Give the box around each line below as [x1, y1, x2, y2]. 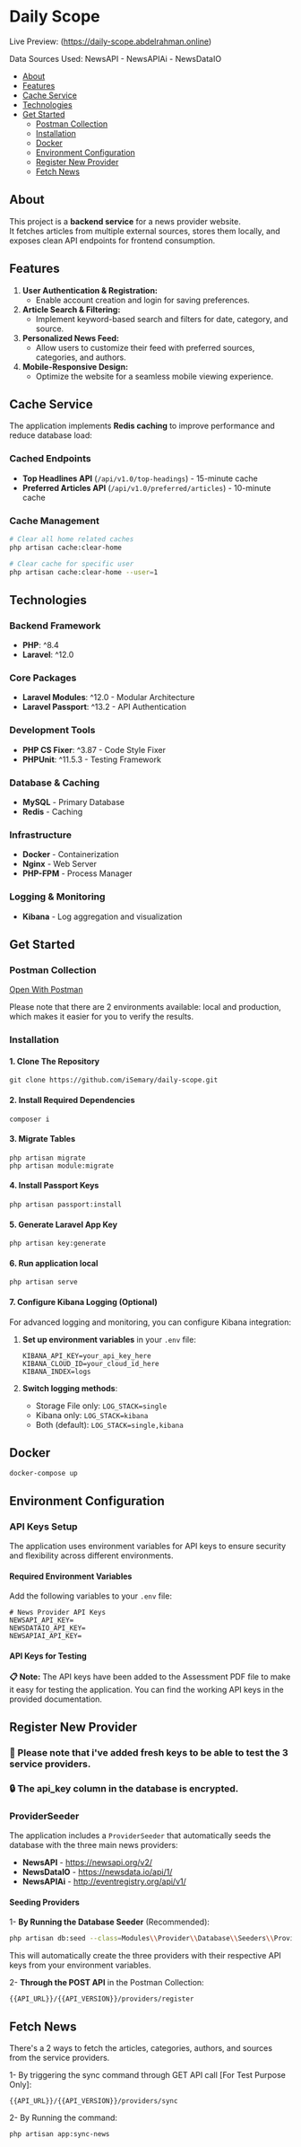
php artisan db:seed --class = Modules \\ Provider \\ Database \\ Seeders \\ [9, 1934, 275, 1943]
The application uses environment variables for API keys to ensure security [9, 1541, 287, 1552]
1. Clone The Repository [9, 1056, 100, 1066]
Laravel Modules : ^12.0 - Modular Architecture [21, 692, 195, 703]
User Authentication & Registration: [21, 285, 159, 295]
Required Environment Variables [9, 1571, 133, 1582]
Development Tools [9, 724, 96, 737]
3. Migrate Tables [9, 1134, 76, 1144]
